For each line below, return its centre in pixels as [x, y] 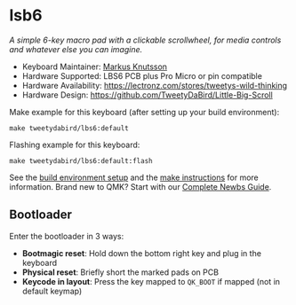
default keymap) [52, 291]
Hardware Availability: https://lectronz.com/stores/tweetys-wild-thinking [154, 85]
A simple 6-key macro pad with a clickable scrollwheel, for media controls [145, 40]
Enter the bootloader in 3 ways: [67, 236]
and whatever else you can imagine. [76, 49]
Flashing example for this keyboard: [75, 145]
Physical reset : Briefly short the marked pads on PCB [120, 272]
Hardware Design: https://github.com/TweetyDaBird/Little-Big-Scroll [147, 95]
